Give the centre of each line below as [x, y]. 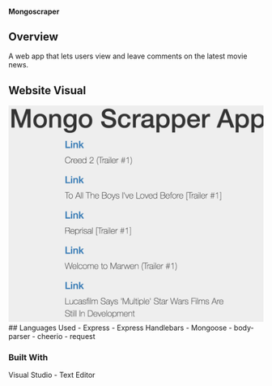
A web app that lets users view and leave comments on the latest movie [128, 56]
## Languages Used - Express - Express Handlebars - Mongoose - [120, 328]
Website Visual [47, 90]
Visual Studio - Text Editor [52, 375]
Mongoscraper [34, 11]
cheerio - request [66, 336]
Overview [34, 36]
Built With [28, 357]
